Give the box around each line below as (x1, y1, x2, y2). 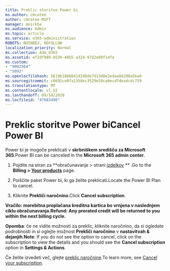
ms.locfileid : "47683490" (5, 97, 60, 102)
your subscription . (5, 260, 44, 266)
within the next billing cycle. (5, 213, 66, 219)
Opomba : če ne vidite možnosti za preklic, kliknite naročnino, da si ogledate (5, 223, 164, 229)
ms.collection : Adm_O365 (5, 50, 58, 55)
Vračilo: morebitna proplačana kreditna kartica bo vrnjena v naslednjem (5, 202, 160, 208)
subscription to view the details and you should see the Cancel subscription (5, 239, 165, 246)
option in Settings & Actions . (5, 245, 66, 251)
